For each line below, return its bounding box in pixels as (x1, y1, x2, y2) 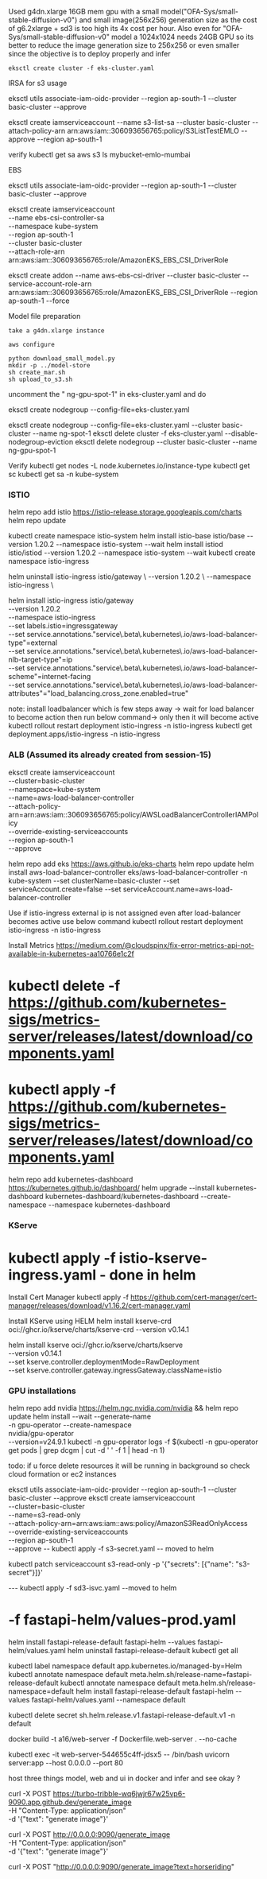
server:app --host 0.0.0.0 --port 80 (8, 1757, 124, 1768)
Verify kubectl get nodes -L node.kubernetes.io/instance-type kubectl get (8, 461, 250, 470)
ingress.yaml (8, 1266, 97, 1283)
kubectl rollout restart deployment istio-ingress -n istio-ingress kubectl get (8, 721, 253, 731)
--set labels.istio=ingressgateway (8, 621, 118, 631)
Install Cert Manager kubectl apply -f (8, 1292, 130, 1302)
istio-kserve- (118, 1248, 208, 1267)
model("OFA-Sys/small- (161, 7, 238, 16)
